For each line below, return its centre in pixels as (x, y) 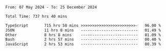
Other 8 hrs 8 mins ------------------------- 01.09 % (83, 35)
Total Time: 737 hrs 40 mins (36, 16)
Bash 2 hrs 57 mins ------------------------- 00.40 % (83, 40)
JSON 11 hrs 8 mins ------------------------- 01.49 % (83, 30)
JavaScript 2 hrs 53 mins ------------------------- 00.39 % (83, 44)
